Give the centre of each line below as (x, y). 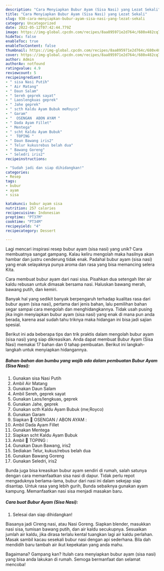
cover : (12, 55)
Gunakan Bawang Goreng (38, 456)
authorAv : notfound (25, 64)
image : (12, 32)
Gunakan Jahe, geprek (35, 404)
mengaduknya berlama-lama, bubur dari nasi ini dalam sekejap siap (73, 480)
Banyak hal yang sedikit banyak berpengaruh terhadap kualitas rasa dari (78, 299)
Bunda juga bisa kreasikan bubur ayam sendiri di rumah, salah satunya (76, 470)
